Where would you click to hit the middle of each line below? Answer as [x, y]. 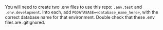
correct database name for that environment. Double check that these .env [80, 17]
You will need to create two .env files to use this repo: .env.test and [73, 7]
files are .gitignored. [25, 22]
